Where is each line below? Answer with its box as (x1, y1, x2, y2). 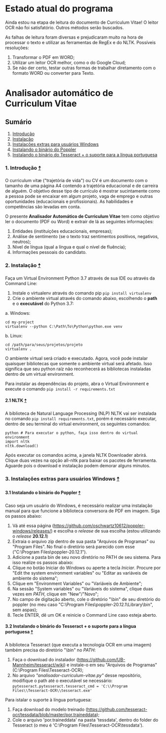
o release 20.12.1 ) (12, 533, 48, 539)
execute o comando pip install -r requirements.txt (5, 386, 116, 391)
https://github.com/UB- (78, 657, 125, 663)
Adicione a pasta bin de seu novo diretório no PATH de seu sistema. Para (12, 554, 161, 560)
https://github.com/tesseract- (87, 706, 147, 713)
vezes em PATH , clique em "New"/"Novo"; (12, 591, 99, 597)
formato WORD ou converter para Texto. (12, 70, 95, 76)
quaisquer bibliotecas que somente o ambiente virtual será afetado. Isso (5, 360, 152, 366)
